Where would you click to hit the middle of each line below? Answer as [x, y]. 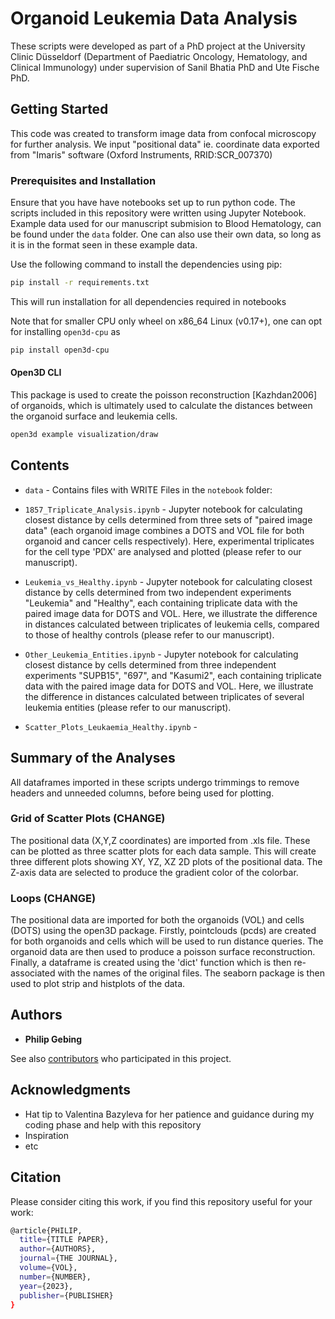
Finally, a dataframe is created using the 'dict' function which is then [151, 963]
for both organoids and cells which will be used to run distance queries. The [167, 941]
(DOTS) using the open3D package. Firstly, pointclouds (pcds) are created [163, 931]
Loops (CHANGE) [53, 898]
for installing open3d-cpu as [65, 331]
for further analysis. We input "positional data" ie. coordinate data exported [165, 144]
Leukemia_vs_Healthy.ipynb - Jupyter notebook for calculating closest [168, 581]
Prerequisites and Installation [83, 180]
